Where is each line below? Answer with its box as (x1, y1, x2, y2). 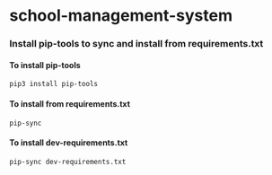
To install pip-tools (9, 59, 81, 70)
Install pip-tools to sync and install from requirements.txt (9, 38, 264, 50)
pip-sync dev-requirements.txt (9, 157, 127, 166)
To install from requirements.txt (9, 98, 131, 109)
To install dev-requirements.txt (9, 137, 128, 148)
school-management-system (9, 5, 233, 26)
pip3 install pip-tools (9, 80, 99, 89)
